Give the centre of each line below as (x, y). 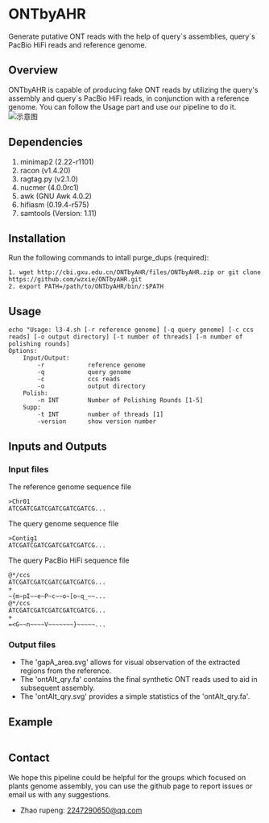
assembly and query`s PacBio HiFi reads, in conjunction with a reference (129, 98)
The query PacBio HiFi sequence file (69, 560)
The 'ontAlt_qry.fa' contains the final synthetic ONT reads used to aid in (139, 680)
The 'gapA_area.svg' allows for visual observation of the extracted (130, 663)
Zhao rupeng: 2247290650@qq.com (81, 810)
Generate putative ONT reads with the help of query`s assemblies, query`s (132, 36)
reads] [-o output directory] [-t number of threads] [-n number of (126, 337)
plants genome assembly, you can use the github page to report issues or (130, 786)
